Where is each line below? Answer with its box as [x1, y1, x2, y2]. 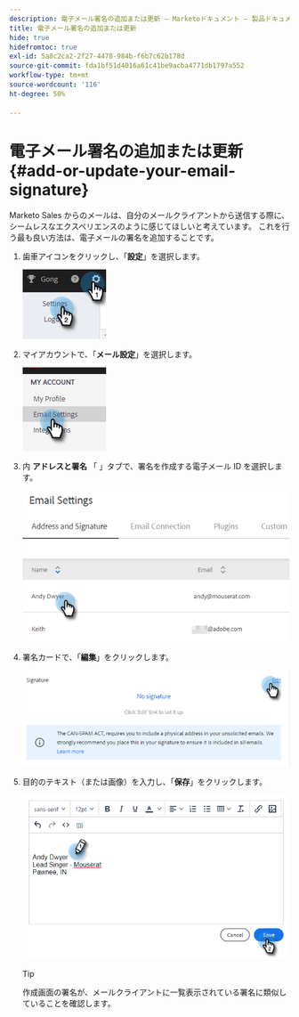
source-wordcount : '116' [9, 80, 101, 89]
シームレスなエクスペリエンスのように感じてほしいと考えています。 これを [9, 221, 282, 232]
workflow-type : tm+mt [9, 71, 90, 80]
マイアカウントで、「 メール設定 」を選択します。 [21, 349, 198, 360]
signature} [9, 179, 89, 199]
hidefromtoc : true [9, 43, 77, 52]
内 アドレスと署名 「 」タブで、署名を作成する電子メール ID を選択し [21, 461, 275, 472]
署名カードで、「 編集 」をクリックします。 [21, 651, 174, 663]
